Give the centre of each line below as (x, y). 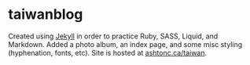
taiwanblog (46, 14)
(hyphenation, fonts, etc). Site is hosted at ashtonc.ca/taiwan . (108, 52)
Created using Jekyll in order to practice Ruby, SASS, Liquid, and (113, 36)
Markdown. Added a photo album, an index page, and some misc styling (125, 44)
